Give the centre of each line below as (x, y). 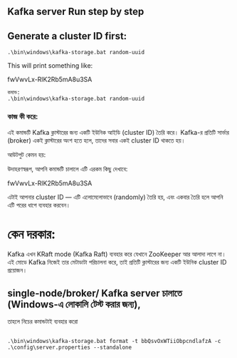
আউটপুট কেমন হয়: (27, 154)
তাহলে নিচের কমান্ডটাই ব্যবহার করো (43, 322)
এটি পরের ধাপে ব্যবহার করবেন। (39, 205)
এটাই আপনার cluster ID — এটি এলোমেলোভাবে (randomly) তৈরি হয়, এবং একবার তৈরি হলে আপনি (115, 197)
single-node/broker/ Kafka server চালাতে (95, 293)
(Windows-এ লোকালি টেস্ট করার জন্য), (74, 304)
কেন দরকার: (31, 234)
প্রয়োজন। (17, 270)
